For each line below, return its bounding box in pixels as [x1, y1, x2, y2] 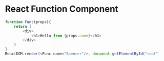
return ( [14, 24, 32, 29]
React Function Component [5, 3, 119, 15]
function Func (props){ [5, 20, 51, 24]
